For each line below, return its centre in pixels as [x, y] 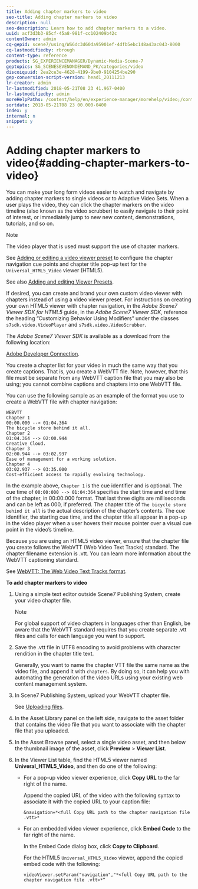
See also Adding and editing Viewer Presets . [60, 282]
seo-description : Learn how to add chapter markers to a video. [87, 28]
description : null [29, 22]
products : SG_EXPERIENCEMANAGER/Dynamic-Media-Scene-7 [75, 61]
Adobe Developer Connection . [43, 354]
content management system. [51, 684]
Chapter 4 [18, 464]
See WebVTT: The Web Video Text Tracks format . [66, 571]
